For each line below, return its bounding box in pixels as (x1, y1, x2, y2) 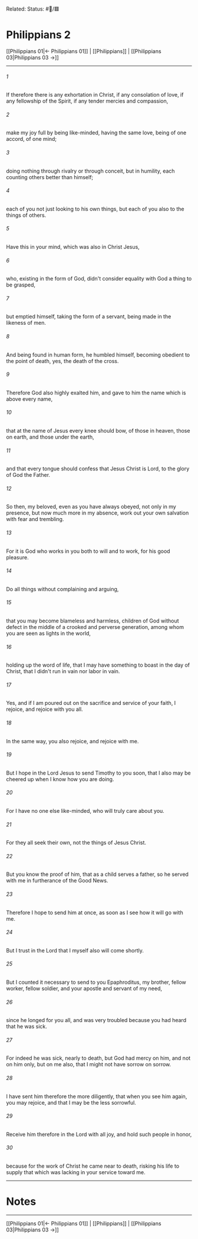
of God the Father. (6, 472, 51, 479)
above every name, (6, 395, 53, 403)
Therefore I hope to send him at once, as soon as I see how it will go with (6, 909, 184, 916)
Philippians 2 (6, 28, 71, 42)
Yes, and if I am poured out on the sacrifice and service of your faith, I (6, 700, 176, 707)
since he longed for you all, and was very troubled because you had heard (6, 1017, 187, 1024)
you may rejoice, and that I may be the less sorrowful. (6, 1099, 137, 1106)
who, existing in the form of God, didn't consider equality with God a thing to (6, 275, 192, 282)
